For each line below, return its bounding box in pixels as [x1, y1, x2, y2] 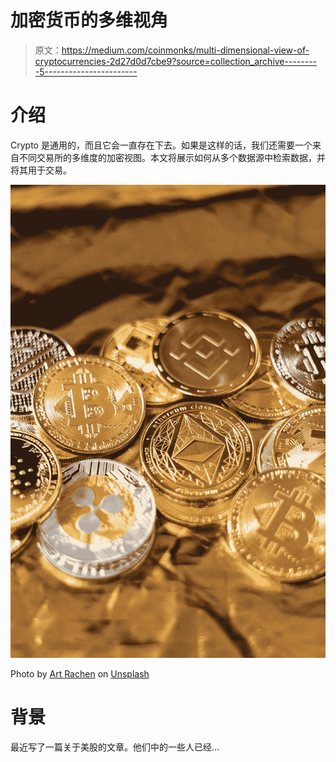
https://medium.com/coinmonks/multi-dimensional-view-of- [61, 44, 310, 56]
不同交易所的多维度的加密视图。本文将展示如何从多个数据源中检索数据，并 [18, 151, 326, 163]
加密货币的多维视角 [10, 9, 169, 32]
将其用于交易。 [10, 164, 72, 176]
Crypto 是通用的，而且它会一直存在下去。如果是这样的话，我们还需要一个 [10, 139, 313, 151]
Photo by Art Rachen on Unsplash [10, 667, 150, 680]
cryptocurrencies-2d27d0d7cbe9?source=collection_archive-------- [34, 55, 318, 67]
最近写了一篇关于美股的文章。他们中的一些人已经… [10, 741, 220, 753]
